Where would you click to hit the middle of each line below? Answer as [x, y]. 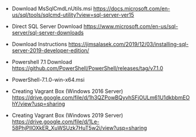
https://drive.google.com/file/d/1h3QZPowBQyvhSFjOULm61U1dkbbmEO [101, 98]
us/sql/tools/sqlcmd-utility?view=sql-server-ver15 [73, 15]
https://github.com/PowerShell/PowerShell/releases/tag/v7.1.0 [87, 68]
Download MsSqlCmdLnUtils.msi [52, 9]
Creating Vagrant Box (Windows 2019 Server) [67, 115]
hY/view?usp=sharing [38, 104]
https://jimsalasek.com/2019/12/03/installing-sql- [128, 44]
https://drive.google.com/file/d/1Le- [56, 122]
